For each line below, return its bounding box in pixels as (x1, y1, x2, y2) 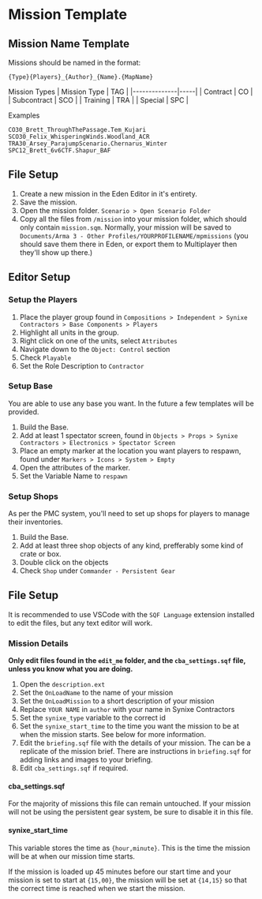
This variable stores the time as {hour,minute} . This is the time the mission (8, 843, 251, 852)
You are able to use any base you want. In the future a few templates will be (8, 399, 254, 408)
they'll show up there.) (19, 247, 93, 257)
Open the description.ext (19, 680, 105, 689)
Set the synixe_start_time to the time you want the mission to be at (19, 721, 239, 731)
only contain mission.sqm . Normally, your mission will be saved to (19, 223, 232, 232)
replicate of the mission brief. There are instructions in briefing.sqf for (19, 747, 252, 756)
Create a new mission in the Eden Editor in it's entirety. (19, 189, 197, 198)
